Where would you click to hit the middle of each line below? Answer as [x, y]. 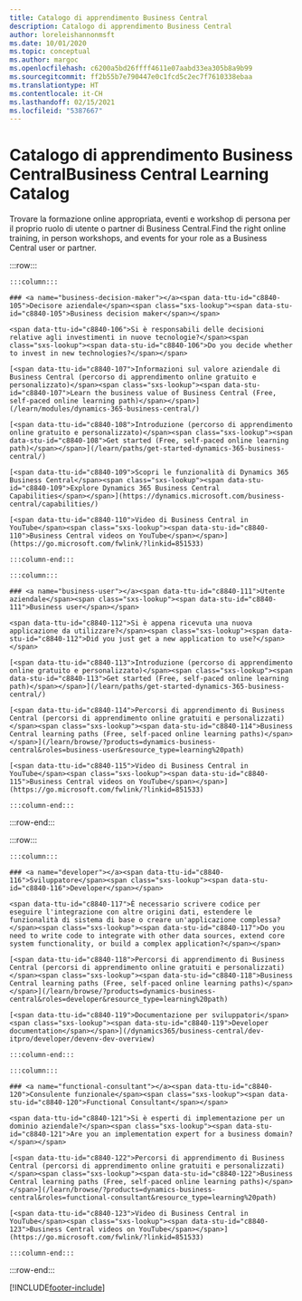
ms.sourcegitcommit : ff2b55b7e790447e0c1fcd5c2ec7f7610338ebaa [131, 77]
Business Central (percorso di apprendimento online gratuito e [133, 377]
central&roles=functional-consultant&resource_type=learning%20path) [143, 1198]
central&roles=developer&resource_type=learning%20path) [119, 1000]
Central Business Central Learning [139, 175]
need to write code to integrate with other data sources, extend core [147, 936]
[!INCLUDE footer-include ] [57, 1287]
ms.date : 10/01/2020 [48, 43]
